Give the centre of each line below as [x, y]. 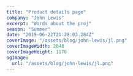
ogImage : [17, 58]
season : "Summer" [28, 29]
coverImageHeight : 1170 [37, 52]
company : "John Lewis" [35, 18]
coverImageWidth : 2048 [35, 47]
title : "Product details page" [46, 12]
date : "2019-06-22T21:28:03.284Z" [51, 35]
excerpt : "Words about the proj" [49, 23]
